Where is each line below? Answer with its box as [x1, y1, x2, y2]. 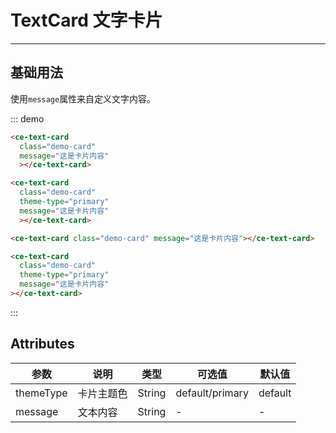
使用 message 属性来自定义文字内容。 [10, 92, 157, 105]
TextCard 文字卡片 [10, 9, 163, 32]
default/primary [175, 386, 249, 400]
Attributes [10, 336, 75, 353]
